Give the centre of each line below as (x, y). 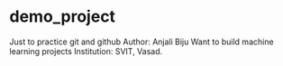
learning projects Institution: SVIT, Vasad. (86, 51)
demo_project (62, 17)
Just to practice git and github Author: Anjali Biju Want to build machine (141, 42)
